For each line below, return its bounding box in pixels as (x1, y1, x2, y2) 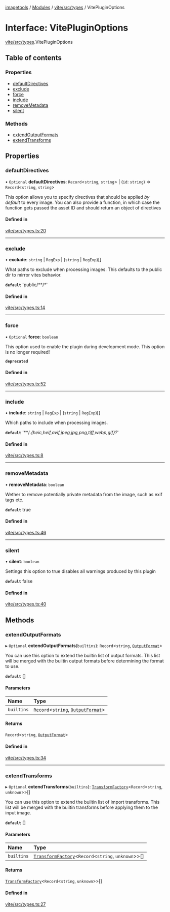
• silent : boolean (5, 559, 39, 565)
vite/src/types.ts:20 (5, 227, 47, 233)
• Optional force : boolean (5, 333, 58, 340)
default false (5, 578, 33, 584)
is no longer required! (5, 349, 50, 355)
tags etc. (5, 497, 24, 503)
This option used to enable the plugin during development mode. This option (5, 343, 165, 350)
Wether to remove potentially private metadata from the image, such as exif (5, 491, 163, 497)
